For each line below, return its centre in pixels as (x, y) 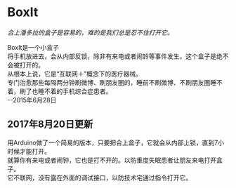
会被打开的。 (26, 65)
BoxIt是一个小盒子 (33, 47)
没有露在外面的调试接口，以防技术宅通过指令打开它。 (114, 177)
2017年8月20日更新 (50, 125)
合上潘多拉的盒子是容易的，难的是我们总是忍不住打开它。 (90, 32)
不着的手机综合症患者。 (78, 91)
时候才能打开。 (29, 151)
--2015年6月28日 (32, 100)
